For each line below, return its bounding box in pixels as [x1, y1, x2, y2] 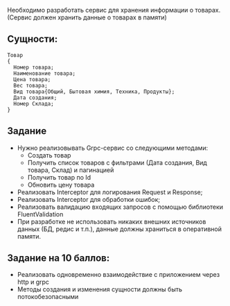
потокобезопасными [17, 293, 79, 301]
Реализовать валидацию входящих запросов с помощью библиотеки [17, 203, 224, 211]
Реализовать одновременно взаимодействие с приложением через [17, 271, 220, 279]
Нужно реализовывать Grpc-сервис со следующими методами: [17, 144, 209, 152]
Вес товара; [13, 82, 48, 89]
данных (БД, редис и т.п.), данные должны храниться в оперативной [17, 225, 222, 233]
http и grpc [17, 278, 50, 287]
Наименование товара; [13, 69, 76, 77]
